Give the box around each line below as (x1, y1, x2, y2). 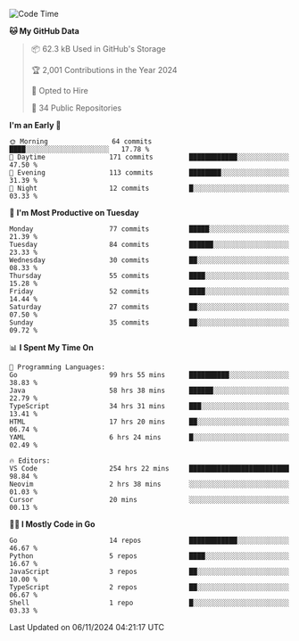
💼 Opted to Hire (30, 86, 89, 95)
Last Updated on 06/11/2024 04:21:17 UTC (9, 622, 165, 632)
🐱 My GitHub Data (9, 26, 80, 36)
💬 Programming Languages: (9, 363, 105, 372)
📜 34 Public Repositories (30, 103, 122, 113)
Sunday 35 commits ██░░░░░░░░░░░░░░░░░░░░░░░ (9, 318, 290, 327)
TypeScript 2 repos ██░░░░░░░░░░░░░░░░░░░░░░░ (9, 583, 290, 592)
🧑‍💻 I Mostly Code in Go (9, 519, 96, 530)
